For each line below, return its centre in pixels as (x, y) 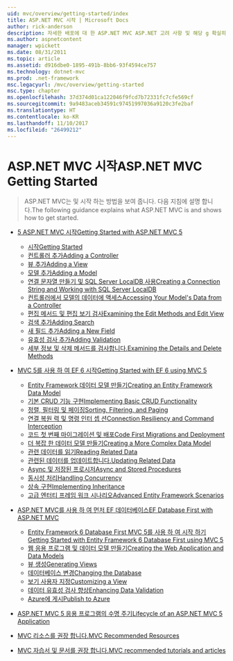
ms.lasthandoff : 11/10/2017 (48, 123)
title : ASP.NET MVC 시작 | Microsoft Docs (68, 20)
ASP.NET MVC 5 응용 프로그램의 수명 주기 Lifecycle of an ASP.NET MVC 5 (120, 614)
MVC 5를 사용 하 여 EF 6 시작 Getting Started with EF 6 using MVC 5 (112, 370)
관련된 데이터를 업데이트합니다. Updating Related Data (101, 461)
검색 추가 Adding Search (61, 323)
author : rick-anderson (40, 26)
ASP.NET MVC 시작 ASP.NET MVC (105, 166)
